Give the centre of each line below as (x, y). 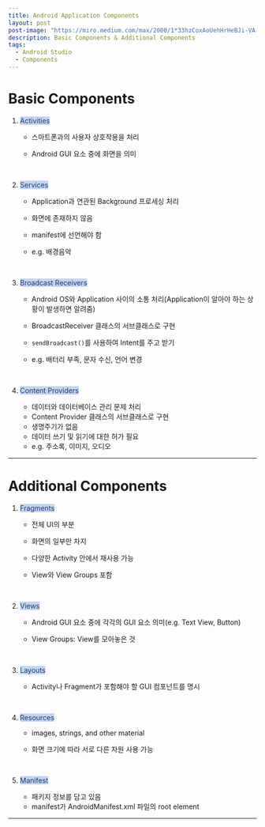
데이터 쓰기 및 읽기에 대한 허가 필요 (85, 436)
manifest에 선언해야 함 (67, 235)
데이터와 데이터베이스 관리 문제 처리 (86, 406)
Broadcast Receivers (53, 282)
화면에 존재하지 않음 (62, 217)
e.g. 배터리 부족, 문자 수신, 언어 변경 (87, 359)
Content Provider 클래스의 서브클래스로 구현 (100, 417)
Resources (37, 717)
